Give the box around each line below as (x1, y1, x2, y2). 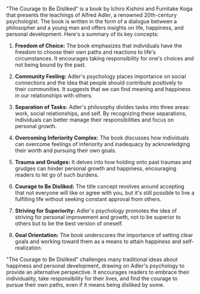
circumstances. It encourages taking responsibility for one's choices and (14, 55, 194, 62)
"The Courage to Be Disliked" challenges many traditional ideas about (6, 256, 178, 263)
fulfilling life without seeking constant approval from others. (14, 196, 162, 202)
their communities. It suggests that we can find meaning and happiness (14, 86, 191, 92)
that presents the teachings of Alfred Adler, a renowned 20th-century (6, 11, 177, 19)
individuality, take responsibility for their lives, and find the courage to (6, 275, 178, 282)
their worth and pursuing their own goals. (14, 147, 117, 154)
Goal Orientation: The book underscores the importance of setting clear (14, 232, 193, 238)
